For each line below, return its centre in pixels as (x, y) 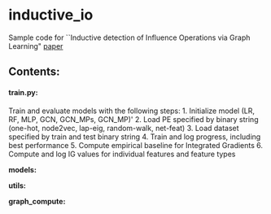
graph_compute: (37, 201)
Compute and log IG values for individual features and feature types (122, 154)
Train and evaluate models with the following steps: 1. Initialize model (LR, (131, 111)
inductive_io (51, 15)
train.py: (23, 92)
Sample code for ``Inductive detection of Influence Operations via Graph (129, 37)
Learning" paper (36, 46)
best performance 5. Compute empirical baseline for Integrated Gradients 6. (135, 145)
